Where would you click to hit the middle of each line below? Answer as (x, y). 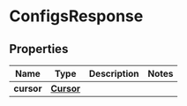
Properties (39, 49)
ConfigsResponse (76, 16)
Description (114, 74)
